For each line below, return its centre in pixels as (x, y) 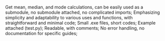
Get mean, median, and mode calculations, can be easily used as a (74, 7)
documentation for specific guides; (41, 33)
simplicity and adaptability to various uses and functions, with (69, 18)
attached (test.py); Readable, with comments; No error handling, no (75, 28)
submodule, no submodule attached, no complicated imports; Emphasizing (83, 12)
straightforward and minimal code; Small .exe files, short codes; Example (80, 23)
